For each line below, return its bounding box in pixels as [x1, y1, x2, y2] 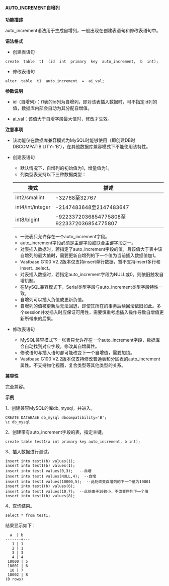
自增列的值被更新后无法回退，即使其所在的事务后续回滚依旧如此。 [20, 303, 157, 309]
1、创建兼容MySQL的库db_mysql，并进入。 [5, 405, 96, 411]
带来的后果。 [29, 315, 56, 322]
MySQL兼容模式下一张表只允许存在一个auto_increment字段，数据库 [20, 337, 160, 343]
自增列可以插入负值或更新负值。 [20, 297, 87, 303]
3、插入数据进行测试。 [5, 449, 52, 455]
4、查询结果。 [5, 503, 35, 509]
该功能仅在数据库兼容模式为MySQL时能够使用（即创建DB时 [12, 137, 136, 143]
